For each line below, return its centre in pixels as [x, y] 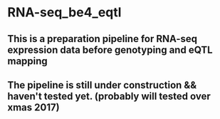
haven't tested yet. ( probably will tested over [109, 96]
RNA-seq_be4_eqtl [64, 12]
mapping [27, 61]
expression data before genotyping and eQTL [110, 50]
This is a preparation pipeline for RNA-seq [103, 39]
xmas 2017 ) [33, 107]
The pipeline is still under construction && [102, 85]
